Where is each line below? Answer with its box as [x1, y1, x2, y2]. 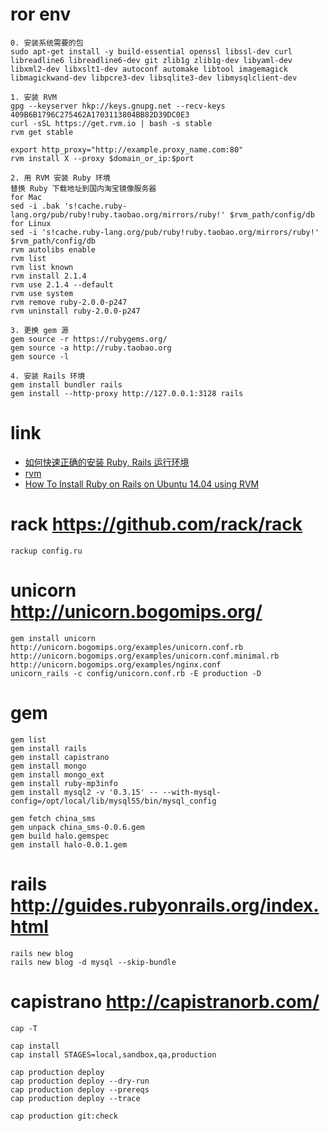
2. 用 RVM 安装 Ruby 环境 [10, 173, 111, 183]
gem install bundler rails [10, 379, 123, 390]
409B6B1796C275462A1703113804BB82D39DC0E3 [10, 109, 190, 120]
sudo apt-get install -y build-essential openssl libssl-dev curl [10, 46, 293, 57]
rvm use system [10, 288, 74, 298]
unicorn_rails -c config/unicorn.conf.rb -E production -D [10, 668, 262, 678]
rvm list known [10, 262, 74, 272]
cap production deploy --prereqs [10, 1084, 150, 1095]
